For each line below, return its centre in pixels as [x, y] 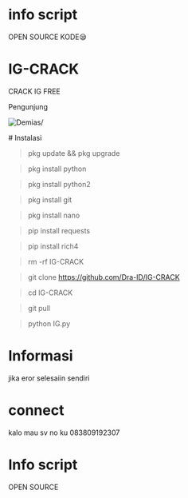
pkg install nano [54, 215]
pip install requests [59, 230]
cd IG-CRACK [50, 293]
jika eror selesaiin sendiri [49, 378]
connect [36, 410]
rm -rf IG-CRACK [56, 261]
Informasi [41, 356]
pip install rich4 [53, 246]
